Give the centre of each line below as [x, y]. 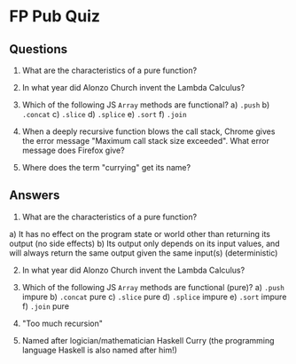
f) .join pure [45, 306]
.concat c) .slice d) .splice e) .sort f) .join [105, 114]
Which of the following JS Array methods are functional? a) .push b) [146, 105]
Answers [35, 196]
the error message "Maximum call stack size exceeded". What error [146, 141]
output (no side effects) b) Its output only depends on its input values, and [145, 243]
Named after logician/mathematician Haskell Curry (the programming [148, 340]
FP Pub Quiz [55, 16]
